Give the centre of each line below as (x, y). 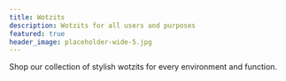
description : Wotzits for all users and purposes (103, 26)
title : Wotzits (37, 17)
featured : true (37, 33)
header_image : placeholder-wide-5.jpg (81, 42)
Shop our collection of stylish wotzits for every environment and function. (143, 67)
